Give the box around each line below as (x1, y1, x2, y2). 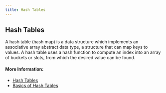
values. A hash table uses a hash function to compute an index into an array (5, 49, 161, 55)
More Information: (5, 66, 44, 72)
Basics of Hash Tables (12, 83, 58, 89)
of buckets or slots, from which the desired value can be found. (5, 55, 136, 61)
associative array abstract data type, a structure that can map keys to (5, 44, 148, 50)
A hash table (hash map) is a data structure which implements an (5, 39, 139, 45)
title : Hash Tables (5, 7, 46, 12)
